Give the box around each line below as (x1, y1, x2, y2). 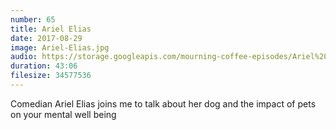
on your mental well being (10, 108, 117, 120)
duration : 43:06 (10, 61, 78, 71)
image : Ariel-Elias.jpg (10, 42, 110, 53)
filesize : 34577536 (10, 71, 92, 81)
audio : (10, 52, 38, 62)
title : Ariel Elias (10, 24, 92, 34)
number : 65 (10, 14, 56, 25)
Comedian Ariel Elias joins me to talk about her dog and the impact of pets (10, 97, 317, 110)
